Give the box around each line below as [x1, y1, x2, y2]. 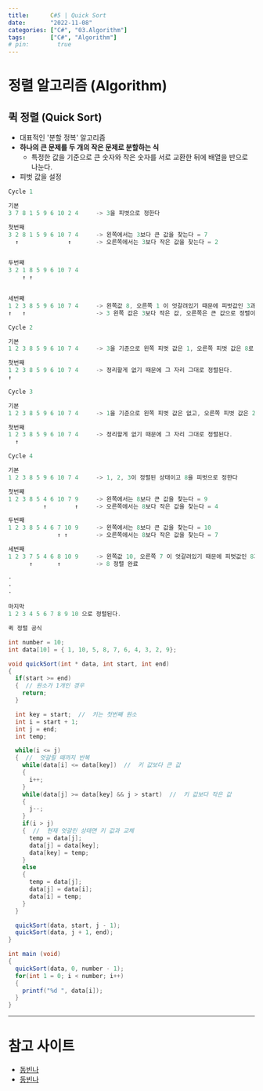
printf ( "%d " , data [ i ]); [22, 987, 103, 994]
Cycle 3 [8, 388, 34, 396]
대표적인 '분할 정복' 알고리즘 [19, 133, 106, 142]
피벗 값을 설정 [19, 172, 62, 181]
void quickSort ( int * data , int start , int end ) [8, 660, 170, 668]
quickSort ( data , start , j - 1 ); [15, 921, 121, 929]
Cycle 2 [8, 323, 34, 331]
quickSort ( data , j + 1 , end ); [15, 929, 113, 936]
